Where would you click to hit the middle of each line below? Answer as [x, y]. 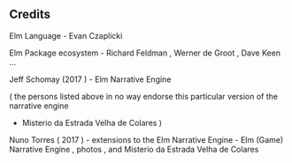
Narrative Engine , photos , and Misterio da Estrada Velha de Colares [134, 149]
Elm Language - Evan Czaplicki [66, 35]
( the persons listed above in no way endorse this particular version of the [144, 96]
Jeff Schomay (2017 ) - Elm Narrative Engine [90, 79]
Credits [30, 15]
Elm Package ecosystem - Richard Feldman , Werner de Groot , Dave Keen [145, 53]
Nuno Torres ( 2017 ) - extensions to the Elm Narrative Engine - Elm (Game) [146, 139]
